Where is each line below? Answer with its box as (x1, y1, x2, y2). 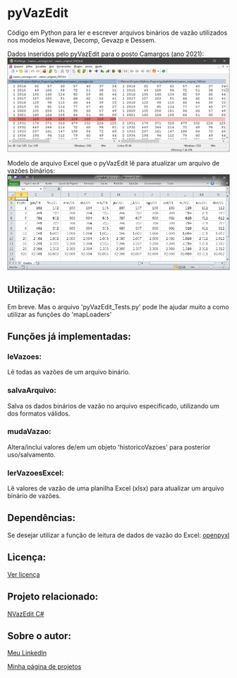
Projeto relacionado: (7, 591, 99, 603)
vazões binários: (7, 166, 55, 175)
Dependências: (7, 512, 76, 524)
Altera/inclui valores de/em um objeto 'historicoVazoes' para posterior (7, 442, 211, 451)
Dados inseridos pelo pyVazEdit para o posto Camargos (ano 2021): (7, 50, 205, 58)
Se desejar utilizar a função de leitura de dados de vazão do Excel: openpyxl (7, 531, 230, 539)
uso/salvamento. (7, 450, 56, 459)
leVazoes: (7, 352, 42, 362)
